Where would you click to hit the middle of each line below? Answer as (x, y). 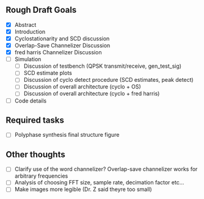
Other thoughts (35, 154)
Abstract (25, 24)
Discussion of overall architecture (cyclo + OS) (82, 87)
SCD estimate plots (48, 73)
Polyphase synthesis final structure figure (67, 135)
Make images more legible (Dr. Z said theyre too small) (83, 189)
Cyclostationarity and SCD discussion (62, 38)
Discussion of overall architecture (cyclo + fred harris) (92, 93)
